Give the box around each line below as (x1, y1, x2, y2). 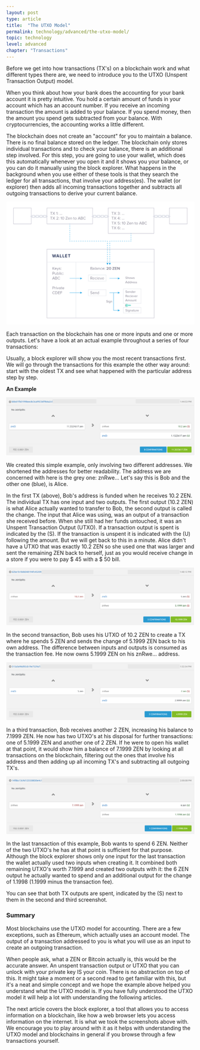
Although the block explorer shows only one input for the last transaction (6, 853, 186, 860)
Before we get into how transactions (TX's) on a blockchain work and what (6, 65, 190, 72)
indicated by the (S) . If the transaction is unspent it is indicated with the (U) (6, 530, 191, 538)
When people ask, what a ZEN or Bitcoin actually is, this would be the (6, 955, 177, 963)
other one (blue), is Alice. (6, 481, 69, 488)
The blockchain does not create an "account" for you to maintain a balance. (6, 132, 193, 139)
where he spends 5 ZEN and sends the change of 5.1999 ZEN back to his (6, 638, 186, 645)
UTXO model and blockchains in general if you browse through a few (6, 1030, 176, 1038)
